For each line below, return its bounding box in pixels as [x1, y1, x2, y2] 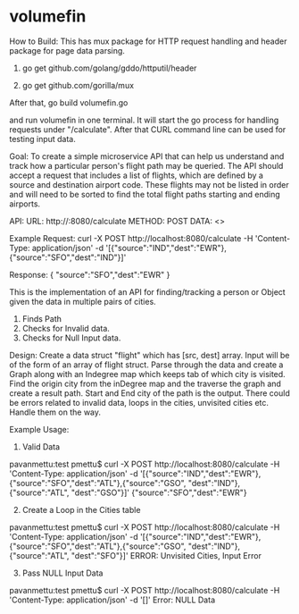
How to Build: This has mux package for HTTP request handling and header [9, 36, 287, 46]
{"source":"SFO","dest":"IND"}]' [9, 252, 127, 263]
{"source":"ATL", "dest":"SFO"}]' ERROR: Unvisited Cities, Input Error [9, 550, 262, 560]
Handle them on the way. [9, 407, 101, 417]
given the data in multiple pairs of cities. [9, 296, 156, 307]
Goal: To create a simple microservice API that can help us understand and [9, 150, 285, 162]
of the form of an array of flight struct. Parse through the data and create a [9, 359, 284, 370]
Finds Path [21, 313, 62, 324]
